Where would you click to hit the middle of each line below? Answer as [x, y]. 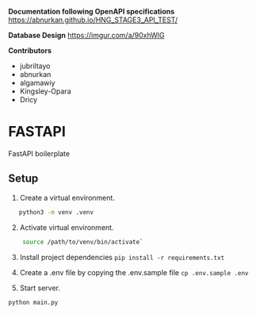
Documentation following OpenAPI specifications [92, 11]
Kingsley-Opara [45, 91]
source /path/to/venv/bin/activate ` [83, 242]
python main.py [33, 302]
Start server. [40, 288]
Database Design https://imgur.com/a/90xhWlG [86, 35]
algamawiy [37, 83]
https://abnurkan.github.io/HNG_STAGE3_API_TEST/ [93, 20]
